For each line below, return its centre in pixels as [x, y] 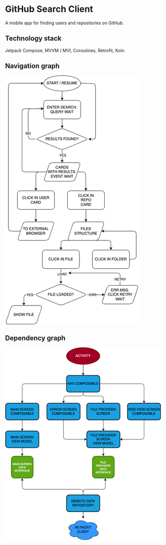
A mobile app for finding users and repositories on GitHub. [65, 23]
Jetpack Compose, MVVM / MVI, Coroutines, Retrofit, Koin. [65, 50]
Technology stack [33, 38]
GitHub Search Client [49, 9]
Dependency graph [35, 338]
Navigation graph [32, 66]
